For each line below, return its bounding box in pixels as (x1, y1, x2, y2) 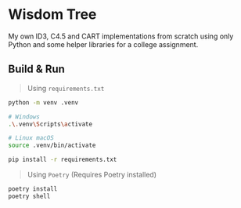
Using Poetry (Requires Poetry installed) (27, 170, 157, 179)
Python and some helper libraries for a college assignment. (8, 39, 199, 49)
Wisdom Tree (8, 5, 97, 24)
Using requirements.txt (27, 83, 105, 93)
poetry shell (8, 192, 51, 200)
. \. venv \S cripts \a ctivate (8, 120, 92, 128)
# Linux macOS (8, 134, 55, 142)
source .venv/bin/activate (8, 141, 96, 150)
